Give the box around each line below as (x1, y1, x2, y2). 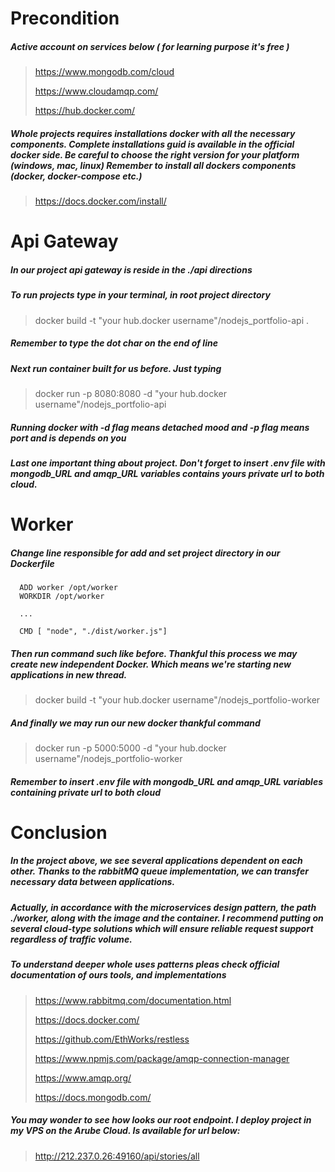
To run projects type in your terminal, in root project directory (10, 289, 271, 301)
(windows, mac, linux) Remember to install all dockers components (10, 159, 297, 171)
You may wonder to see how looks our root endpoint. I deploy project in (10, 1114, 312, 1126)
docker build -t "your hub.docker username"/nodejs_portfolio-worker (34, 694, 321, 706)
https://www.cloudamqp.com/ (34, 85, 159, 97)
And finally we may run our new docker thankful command (10, 717, 261, 729)
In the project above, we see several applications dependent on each (10, 855, 303, 867)
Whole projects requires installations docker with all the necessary (10, 127, 296, 139)
